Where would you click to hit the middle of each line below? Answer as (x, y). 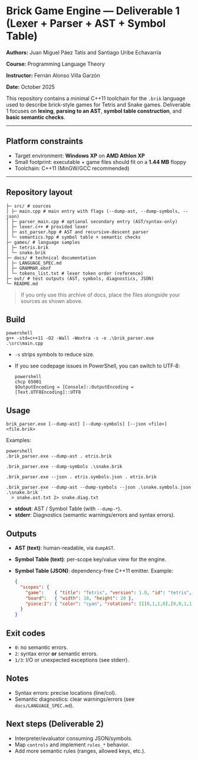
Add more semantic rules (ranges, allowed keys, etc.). (80, 751)
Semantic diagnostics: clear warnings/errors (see (75, 699)
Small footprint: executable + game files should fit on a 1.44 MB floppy (100, 162)
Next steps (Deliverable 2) (55, 724)
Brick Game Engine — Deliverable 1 (93, 11)
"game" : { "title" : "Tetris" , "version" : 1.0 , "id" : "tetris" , (109, 592)
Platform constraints (45, 141)
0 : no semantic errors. (41, 647)
